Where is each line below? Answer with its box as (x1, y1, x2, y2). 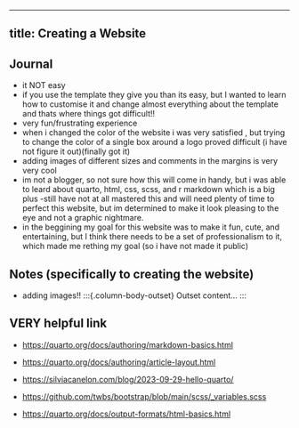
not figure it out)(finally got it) (21, 146, 131, 157)
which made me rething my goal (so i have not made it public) (21, 241, 249, 252)
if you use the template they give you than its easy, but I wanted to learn (21, 90, 287, 101)
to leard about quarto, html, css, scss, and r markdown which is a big (21, 184, 276, 195)
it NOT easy (21, 80, 66, 91)
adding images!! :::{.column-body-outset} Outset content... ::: (21, 290, 247, 301)
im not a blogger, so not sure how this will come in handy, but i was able (21, 174, 287, 185)
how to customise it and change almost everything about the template (21, 99, 279, 109)
